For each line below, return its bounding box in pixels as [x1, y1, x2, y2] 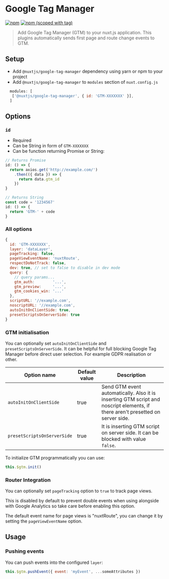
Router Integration [5, 476, 51, 483]
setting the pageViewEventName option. [5, 518, 83, 525]
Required [12, 137, 32, 144]
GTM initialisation [5, 329, 49, 336]
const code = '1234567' [5, 200, 55, 205]
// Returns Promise [5, 158, 46, 163]
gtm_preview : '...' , [14, 284, 66, 289]
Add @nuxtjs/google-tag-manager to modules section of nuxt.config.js [12, 79, 158, 85]
